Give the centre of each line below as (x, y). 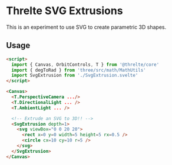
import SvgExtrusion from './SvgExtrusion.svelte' (75, 75)
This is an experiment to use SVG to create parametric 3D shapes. (86, 27)
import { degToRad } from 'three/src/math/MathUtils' (79, 70)
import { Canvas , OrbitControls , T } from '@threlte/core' (85, 65)
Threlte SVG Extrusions (64, 11)
